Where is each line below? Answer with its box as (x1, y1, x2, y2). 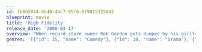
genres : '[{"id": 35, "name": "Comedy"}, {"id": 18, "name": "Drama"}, (6, 36, 189, 42)
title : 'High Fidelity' (6, 20, 66, 26)
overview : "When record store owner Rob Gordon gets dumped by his (6, 31, 179, 37)
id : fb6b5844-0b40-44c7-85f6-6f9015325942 (6, 8, 114, 15)
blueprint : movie (6, 14, 50, 20)
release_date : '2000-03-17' (6, 25, 77, 32)
